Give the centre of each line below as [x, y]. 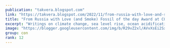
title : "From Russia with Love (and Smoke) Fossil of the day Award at [82, 19]
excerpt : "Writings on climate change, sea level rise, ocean [72, 24]
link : [11, 14]
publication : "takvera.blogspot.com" [45, 10]
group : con [17, 33]
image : [12, 28]
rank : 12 [14, 38]
